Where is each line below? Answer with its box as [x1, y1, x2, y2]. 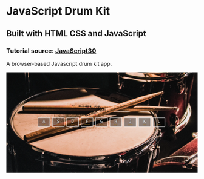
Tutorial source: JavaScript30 [6, 47, 97, 55]
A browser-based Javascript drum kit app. [6, 60, 112, 67]
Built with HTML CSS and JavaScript [6, 28, 147, 39]
